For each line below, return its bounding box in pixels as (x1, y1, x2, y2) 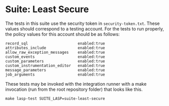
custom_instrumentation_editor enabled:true (5, 63, 105, 68)
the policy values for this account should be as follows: (5, 31, 120, 37)
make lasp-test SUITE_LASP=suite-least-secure (5, 96, 105, 101)
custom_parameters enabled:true (5, 58, 105, 64)
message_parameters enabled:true (5, 67, 105, 73)
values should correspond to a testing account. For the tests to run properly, (5, 25, 164, 31)
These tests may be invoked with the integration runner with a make (5, 81, 147, 87)
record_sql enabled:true (5, 41, 105, 46)
